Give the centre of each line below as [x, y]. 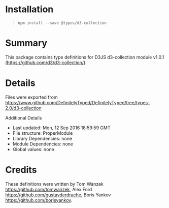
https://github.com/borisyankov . [39, 200]
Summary [26, 43]
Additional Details [24, 117]
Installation [29, 9]
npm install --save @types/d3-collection [62, 23]
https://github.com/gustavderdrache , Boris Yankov [58, 195]
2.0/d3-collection [23, 108]
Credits [21, 170]
